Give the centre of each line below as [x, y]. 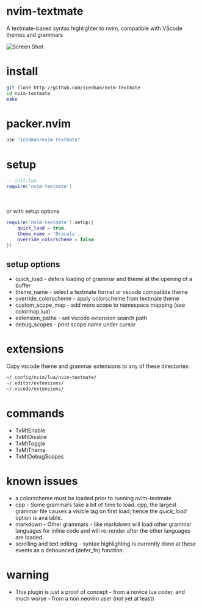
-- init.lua [21, 181]
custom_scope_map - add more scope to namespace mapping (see [100, 305]
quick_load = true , [42, 228]
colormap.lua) [33, 312]
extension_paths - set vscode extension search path [81, 318]
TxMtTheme [30, 450]
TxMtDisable [31, 437]
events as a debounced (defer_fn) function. [70, 550]
